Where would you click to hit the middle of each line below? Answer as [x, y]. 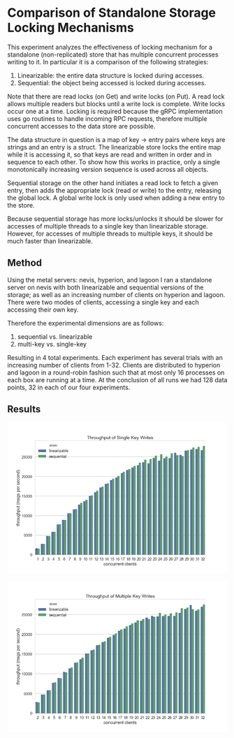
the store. [21, 205]
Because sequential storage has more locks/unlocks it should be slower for [115, 219]
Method [25, 263]
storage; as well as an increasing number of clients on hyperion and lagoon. [116, 294]
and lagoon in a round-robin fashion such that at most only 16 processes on [116, 372]
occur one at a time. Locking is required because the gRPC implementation [115, 111]
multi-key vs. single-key [52, 344]
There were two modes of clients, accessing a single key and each [103, 302]
